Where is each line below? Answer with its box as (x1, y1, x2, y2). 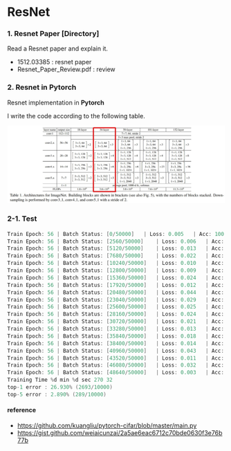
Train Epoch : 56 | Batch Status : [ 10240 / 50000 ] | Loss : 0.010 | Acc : (7, 260, 225, 267)
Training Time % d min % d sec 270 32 (7, 376, 113, 384)
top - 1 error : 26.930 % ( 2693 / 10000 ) (7, 384, 113, 391)
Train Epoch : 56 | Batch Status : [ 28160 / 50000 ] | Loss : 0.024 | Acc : (7, 311, 225, 318)
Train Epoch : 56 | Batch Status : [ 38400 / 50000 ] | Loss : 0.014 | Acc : (7, 340, 225, 347)
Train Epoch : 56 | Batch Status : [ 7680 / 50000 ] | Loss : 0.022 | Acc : (7, 252, 225, 259)
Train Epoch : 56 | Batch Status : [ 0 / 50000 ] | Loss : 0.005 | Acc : (7, 230, 212, 237)
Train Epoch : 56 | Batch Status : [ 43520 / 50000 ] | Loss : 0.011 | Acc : (7, 354, 225, 362)
